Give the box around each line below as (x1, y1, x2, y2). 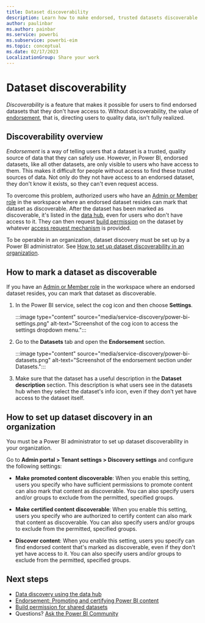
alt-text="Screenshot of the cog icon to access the (51, 320, 178, 327)
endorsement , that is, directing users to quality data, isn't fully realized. (6, 114, 185, 121)
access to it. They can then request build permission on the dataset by (6, 218, 184, 225)
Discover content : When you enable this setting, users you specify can (15, 537, 195, 544)
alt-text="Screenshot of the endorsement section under (52, 357, 192, 364)
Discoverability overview (6, 131, 104, 142)
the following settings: (6, 462, 62, 470)
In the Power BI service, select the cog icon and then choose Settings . (15, 302, 193, 309)
